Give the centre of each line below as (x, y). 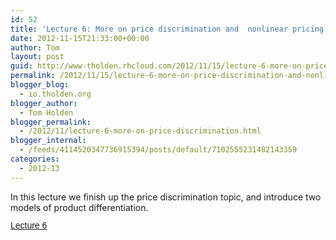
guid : (21, 66)
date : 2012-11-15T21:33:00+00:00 (80, 38)
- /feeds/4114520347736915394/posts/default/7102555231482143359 (158, 150)
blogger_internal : (48, 141)
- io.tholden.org (55, 94)
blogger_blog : (40, 85)
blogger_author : (44, 103)
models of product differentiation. (79, 207)
